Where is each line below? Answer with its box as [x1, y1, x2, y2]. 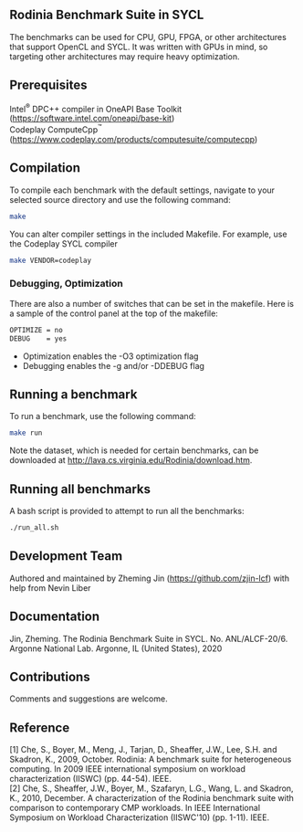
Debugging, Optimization [9, 278, 123, 290]
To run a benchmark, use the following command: [9, 411, 196, 422]
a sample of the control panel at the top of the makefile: [9, 308, 219, 319]
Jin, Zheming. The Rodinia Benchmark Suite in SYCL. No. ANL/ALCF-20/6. [9, 633, 288, 644]
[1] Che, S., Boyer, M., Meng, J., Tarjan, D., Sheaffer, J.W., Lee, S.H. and [9, 744, 277, 755]
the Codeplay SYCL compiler [9, 237, 119, 249]
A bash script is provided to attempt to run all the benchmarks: [9, 506, 245, 517]
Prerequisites [9, 78, 88, 93]
